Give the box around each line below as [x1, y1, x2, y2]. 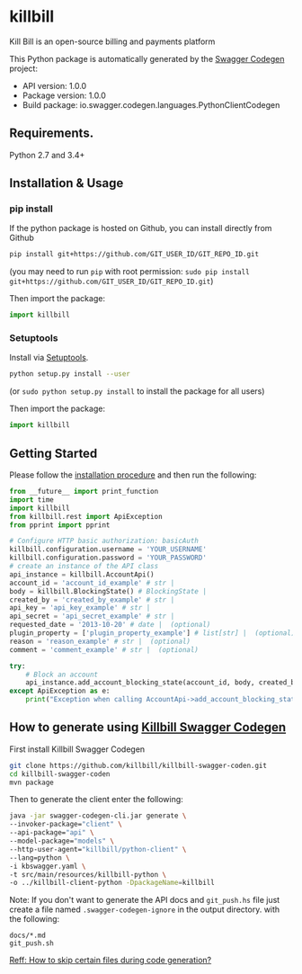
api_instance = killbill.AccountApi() [9, 569, 155, 579]
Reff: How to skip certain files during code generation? [9, 955, 212, 966]
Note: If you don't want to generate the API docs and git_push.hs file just [9, 895, 280, 906]
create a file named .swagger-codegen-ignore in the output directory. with [9, 904, 280, 915]
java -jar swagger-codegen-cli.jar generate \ [9, 811, 187, 820]
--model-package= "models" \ [9, 836, 115, 846]
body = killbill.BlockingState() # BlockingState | [9, 586, 207, 595]
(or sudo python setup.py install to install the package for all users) [9, 386, 265, 397]
